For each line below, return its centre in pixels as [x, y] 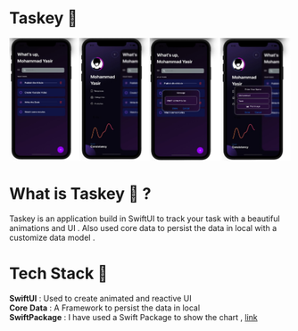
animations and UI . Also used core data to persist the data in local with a [143, 228]
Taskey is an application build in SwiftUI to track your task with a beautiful [145, 219]
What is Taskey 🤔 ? [80, 194]
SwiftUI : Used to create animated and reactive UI [100, 299]
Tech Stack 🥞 [59, 273]
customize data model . [52, 238]
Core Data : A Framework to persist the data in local [105, 308]
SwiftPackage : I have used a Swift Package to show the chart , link [133, 318]
